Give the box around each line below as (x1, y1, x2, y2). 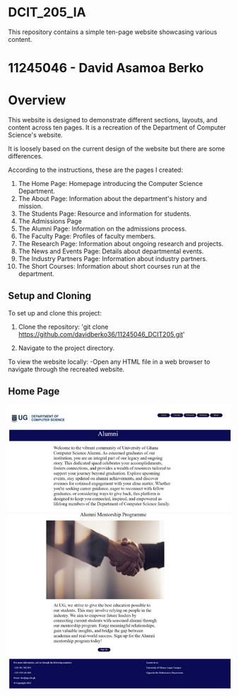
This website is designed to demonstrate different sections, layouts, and (8, 116, 218, 124)
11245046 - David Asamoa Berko (8, 60, 204, 76)
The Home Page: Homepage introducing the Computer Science (18, 180, 203, 188)
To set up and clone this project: (8, 308, 102, 317)
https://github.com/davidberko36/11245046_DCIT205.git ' (18, 330, 186, 338)
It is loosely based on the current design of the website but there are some (8, 144, 225, 153)
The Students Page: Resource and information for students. (18, 209, 191, 218)
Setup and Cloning (8, 290, 91, 302)
